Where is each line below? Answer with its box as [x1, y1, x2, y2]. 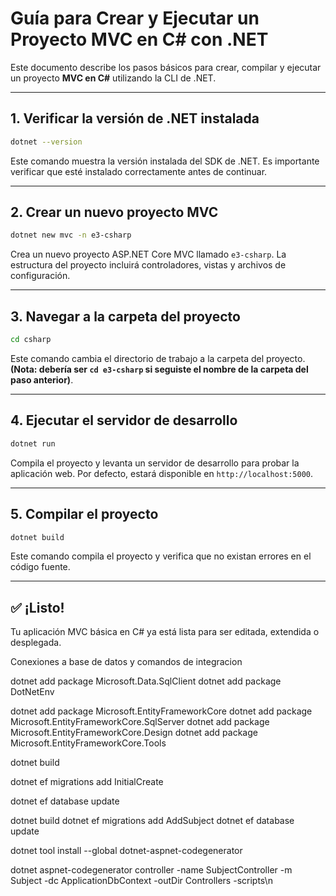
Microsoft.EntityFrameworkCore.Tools [10, 737, 167, 749]
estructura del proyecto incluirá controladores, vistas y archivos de [10, 259, 287, 271]
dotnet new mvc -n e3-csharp [10, 230, 132, 241]
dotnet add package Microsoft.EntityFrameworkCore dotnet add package [10, 705, 313, 717]
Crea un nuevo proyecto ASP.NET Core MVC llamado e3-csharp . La [10, 248, 287, 261]
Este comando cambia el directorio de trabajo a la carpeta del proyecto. [10, 353, 306, 364]
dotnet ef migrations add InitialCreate [10, 776, 164, 788]
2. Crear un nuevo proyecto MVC [10, 204, 219, 221]
